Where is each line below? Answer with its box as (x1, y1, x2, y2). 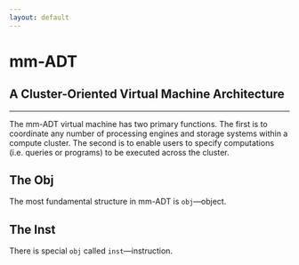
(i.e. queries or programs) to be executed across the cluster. (9, 147, 230, 157)
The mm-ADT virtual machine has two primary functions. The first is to (9, 118, 269, 129)
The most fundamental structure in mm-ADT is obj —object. (9, 197, 227, 207)
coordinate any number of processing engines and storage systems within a (9, 128, 288, 139)
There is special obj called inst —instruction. (9, 245, 174, 256)
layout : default (9, 12, 69, 22)
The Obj (9, 173, 54, 188)
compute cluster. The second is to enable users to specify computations (9, 137, 274, 148)
